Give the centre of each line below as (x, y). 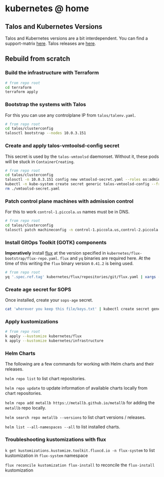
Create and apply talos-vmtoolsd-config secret (62, 146)
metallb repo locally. (26, 408)
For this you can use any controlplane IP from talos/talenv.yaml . (71, 115)
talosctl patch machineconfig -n (39, 230)
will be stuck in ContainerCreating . (40, 161)
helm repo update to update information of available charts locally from (76, 388)
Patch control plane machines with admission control (69, 201)
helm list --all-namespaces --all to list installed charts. (63, 427)
